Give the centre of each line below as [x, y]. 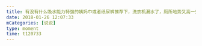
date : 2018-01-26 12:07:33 [40, 17]
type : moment [23, 28]
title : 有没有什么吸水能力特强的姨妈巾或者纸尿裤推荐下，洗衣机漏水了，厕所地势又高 [99, 12]
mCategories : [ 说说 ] [31, 23]
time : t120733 [24, 34]
